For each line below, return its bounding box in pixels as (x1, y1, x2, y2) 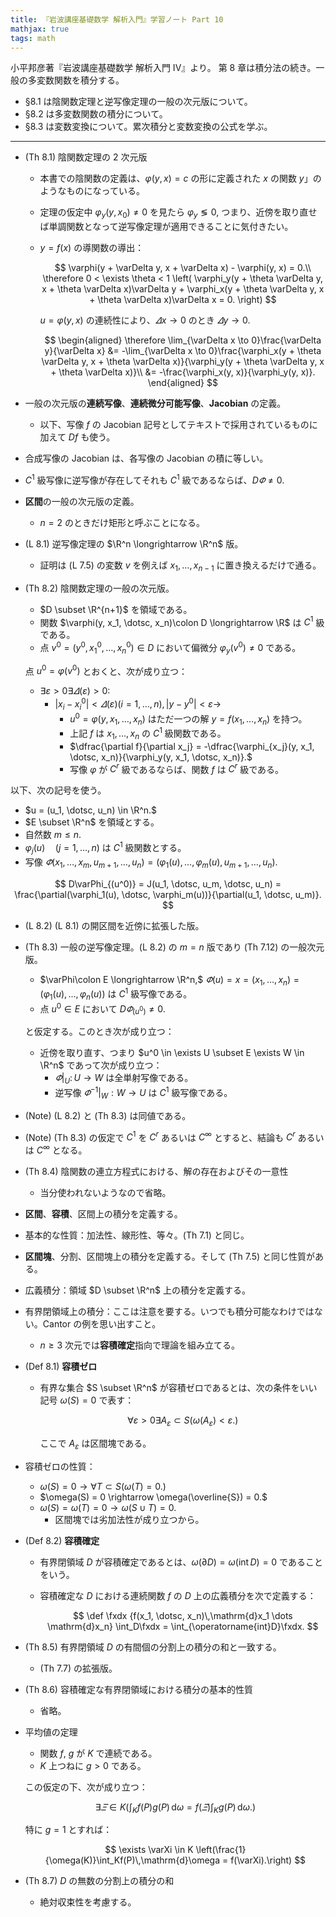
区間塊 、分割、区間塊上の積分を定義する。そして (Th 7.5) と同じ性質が (24, 1250, 316, 1262)
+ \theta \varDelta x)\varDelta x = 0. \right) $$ (89, 294, 277, 306)
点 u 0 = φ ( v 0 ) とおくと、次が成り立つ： (24, 663, 188, 677)
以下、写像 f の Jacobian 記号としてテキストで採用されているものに (39, 419, 318, 431)
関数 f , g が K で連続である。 (39, 1747, 158, 1759)
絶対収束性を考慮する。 (39, 1896, 137, 1908)
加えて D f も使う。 (39, 431, 116, 443)
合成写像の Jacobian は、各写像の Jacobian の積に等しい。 (24, 452, 269, 465)
